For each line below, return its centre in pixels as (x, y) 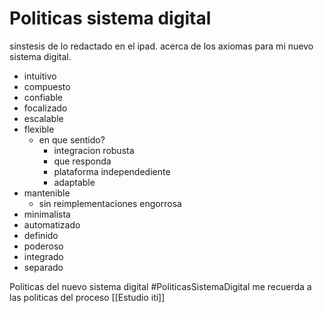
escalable (43, 118)
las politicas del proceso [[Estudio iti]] (87, 297)
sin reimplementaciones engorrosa (110, 203)
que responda (82, 161)
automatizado (52, 224)
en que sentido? (72, 139)
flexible (39, 129)
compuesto (47, 86)
